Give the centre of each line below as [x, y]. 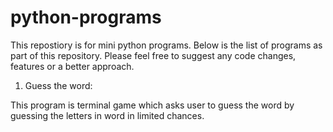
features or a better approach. [72, 66]
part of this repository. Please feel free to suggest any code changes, [153, 55]
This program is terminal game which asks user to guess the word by [152, 105]
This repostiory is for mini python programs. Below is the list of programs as [166, 45]
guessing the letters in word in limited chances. [107, 115]
